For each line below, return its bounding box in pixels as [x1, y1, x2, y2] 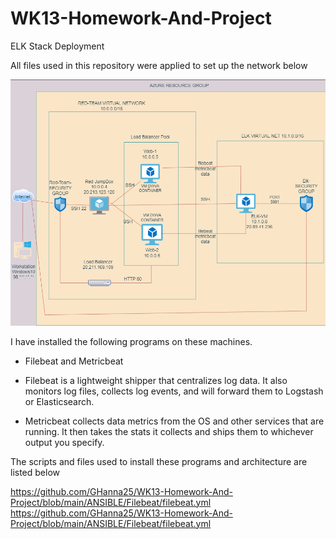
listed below [10, 466, 61, 478]
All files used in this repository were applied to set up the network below [10, 59, 308, 71]
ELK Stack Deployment [10, 40, 105, 52]
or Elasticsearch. [24, 395, 95, 407]
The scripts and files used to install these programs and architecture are [10, 455, 308, 467]
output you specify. [24, 436, 105, 448]
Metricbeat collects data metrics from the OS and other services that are [24, 415, 325, 427]
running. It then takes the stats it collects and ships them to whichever [24, 425, 314, 437]
